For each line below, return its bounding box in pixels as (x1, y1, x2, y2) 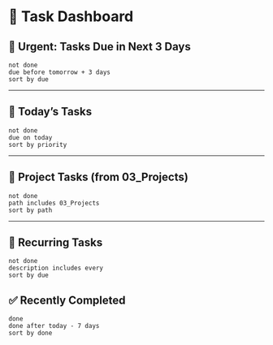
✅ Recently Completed (8, 293, 126, 307)
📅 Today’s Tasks (8, 105, 92, 119)
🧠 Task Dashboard (8, 7, 134, 26)
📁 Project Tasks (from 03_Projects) (8, 170, 188, 184)
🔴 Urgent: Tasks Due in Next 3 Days (8, 40, 191, 54)
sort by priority (8, 140, 67, 149)
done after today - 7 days (8, 322, 100, 330)
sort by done (8, 329, 53, 338)
